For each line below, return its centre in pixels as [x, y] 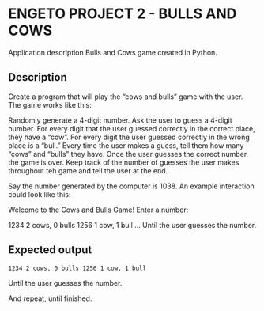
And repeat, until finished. [50, 298]
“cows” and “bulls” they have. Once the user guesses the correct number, [128, 154]
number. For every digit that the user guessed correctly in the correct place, [132, 128]
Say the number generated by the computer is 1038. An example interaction [131, 186]
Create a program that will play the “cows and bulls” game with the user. [126, 97]
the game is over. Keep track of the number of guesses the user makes [124, 162]
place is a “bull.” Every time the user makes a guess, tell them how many [126, 145]
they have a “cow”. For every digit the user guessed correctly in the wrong [129, 137]
